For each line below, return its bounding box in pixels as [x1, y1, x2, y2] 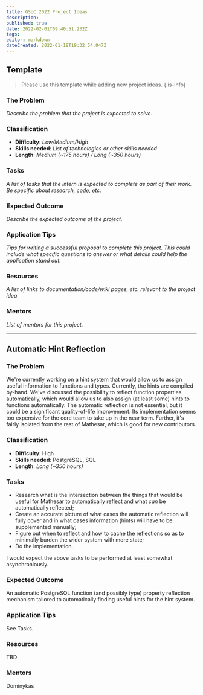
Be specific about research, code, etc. [6, 187, 101, 194]
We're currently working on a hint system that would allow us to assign [6, 376, 182, 383]
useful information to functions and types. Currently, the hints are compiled [6, 382, 193, 389]
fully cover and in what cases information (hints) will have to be [14, 517, 173, 524]
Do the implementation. [14, 543, 74, 550]
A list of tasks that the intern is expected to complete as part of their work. [6, 180, 192, 187]
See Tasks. [6, 624, 34, 632]
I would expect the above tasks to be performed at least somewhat [6, 554, 173, 562]
